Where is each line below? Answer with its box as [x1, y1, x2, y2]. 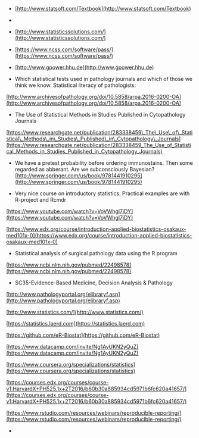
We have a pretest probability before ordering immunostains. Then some [14, 159, 194, 166]
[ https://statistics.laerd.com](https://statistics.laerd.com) [6, 320, 145, 327]
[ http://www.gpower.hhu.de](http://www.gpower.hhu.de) [14, 64, 154, 71]
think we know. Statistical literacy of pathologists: [14, 82, 136, 89]
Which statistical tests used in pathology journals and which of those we [14, 76, 192, 82]
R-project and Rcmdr [14, 196, 67, 203]
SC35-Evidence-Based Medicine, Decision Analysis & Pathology [14, 279, 173, 286]
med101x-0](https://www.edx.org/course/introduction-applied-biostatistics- [6, 232, 192, 239]
